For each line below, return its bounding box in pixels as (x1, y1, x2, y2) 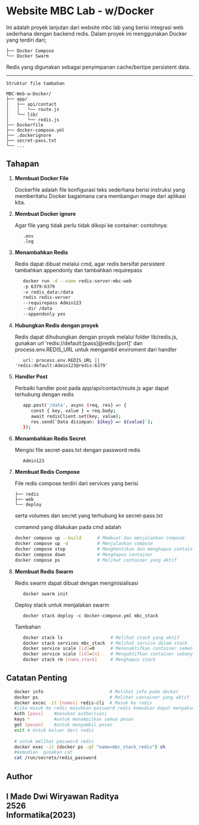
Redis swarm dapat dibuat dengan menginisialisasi (14, 579, 139, 587)
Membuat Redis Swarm (14, 568, 73, 575)
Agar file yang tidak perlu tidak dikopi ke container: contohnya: (14, 221, 168, 229)
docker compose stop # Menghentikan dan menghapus (14, 546, 172, 552)
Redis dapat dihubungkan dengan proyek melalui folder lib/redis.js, (14, 333, 178, 340)
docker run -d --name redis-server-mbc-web (23, 278, 132, 284)
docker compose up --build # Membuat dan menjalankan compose (14, 535, 185, 541)
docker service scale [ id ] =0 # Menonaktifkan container (23, 645, 177, 652)
